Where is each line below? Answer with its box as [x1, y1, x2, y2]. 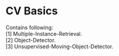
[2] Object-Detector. [5, 36, 56, 43]
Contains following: [5, 24, 53, 31]
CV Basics [5, 4, 58, 18]
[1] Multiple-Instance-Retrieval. [5, 30, 82, 37]
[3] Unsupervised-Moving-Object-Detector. [5, 43, 114, 50]
